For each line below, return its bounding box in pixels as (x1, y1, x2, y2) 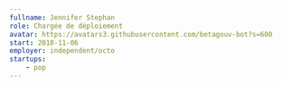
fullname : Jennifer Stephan (9, 13, 116, 22)
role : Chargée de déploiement (9, 21, 124, 30)
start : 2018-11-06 (9, 38, 79, 47)
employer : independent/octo (9, 47, 116, 56)
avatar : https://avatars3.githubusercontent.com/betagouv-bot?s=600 (9, 30, 273, 39)
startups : (9, 55, 47, 64)
